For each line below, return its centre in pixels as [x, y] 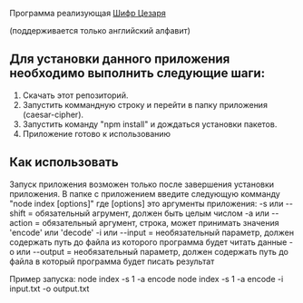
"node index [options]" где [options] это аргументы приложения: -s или [147, 203]
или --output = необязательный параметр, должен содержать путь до [152, 251]
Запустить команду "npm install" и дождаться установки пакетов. [150, 124]
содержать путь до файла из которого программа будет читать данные [148, 242]
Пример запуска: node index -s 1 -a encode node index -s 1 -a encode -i [147, 279]
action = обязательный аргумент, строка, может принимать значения [144, 222]
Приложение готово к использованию [96, 133]
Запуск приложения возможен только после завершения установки [142, 184]
